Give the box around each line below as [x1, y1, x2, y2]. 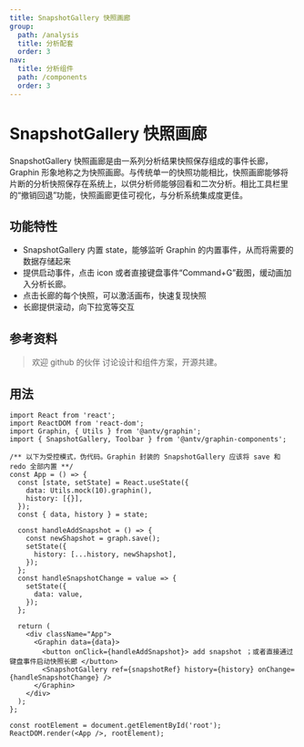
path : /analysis [17, 30, 79, 39]
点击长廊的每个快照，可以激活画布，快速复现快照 [22, 290, 207, 301]
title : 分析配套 [17, 38, 75, 48]
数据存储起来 [22, 256, 71, 267]
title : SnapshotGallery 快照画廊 [9, 13, 131, 23]
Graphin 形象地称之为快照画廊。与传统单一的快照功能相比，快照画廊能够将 [9, 166, 289, 178]
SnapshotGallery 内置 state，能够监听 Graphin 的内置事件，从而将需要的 [22, 244, 294, 255]
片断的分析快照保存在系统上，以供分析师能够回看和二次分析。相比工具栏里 [9, 178, 289, 189]
